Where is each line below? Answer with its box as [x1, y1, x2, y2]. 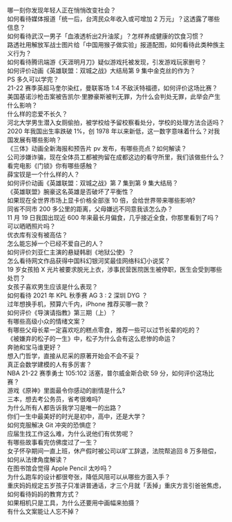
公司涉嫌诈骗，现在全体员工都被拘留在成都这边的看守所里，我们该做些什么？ [7, 153, 225, 161]
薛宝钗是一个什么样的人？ [7, 170, 80, 178]
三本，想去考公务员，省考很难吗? [7, 395, 101, 403]
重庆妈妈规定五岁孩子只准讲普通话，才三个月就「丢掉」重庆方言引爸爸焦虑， [7, 481, 225, 490]
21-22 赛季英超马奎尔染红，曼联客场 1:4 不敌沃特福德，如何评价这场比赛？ [7, 84, 218, 92]
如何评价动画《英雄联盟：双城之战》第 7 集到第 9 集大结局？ [7, 179, 179, 187]
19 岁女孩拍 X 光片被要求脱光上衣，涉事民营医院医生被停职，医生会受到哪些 [7, 265, 222, 273]
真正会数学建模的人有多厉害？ [7, 360, 92, 369]
